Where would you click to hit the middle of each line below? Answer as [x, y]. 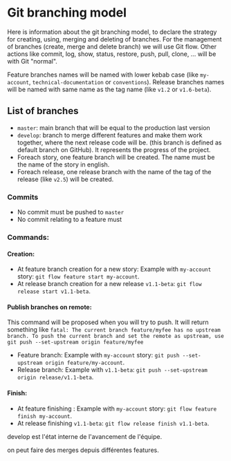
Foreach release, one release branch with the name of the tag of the [114, 171]
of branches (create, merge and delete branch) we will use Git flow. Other [112, 46]
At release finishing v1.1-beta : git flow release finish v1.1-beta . [113, 423]
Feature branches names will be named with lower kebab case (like [103, 75]
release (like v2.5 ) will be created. [65, 179]
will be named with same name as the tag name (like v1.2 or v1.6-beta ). [109, 89]
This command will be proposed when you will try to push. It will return [108, 322]
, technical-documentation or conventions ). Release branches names [127, 82]
